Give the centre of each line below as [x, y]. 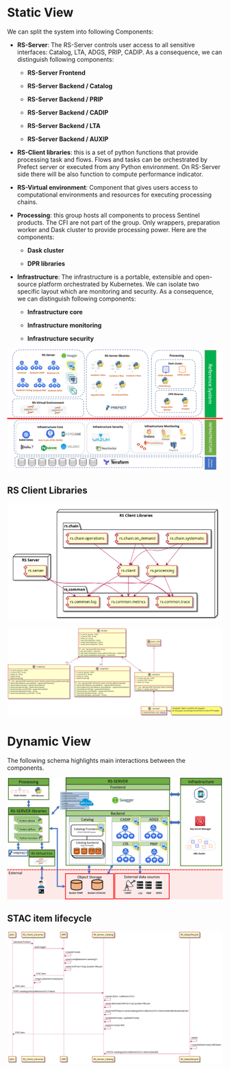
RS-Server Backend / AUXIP [68, 139]
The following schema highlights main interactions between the [97, 760]
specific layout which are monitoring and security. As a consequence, [115, 291]
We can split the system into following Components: [80, 32]
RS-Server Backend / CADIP [68, 112]
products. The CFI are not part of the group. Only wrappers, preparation [118, 222]
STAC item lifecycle [50, 919]
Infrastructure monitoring [64, 325]
